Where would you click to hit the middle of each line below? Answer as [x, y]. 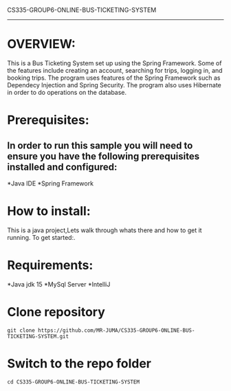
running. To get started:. [41, 237]
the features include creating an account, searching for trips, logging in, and [115, 70]
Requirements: [50, 266]
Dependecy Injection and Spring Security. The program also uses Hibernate [114, 85]
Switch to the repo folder [79, 363]
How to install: [49, 211]
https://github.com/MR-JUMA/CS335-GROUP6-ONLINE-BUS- [116, 330]
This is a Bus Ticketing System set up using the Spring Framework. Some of [114, 63]
